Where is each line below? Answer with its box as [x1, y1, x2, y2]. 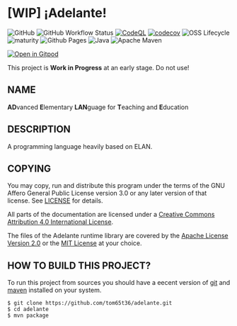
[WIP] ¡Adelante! [7, 5, 108, 21]
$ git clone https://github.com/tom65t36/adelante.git [7, 300, 173, 307]
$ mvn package [7, 312, 50, 320]
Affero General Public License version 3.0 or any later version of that [7, 189, 207, 198]
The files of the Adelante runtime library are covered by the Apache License [7, 232, 229, 240]
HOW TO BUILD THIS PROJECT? [7, 259, 151, 271]
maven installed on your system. [7, 286, 102, 295]
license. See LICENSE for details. [7, 196, 104, 205]
